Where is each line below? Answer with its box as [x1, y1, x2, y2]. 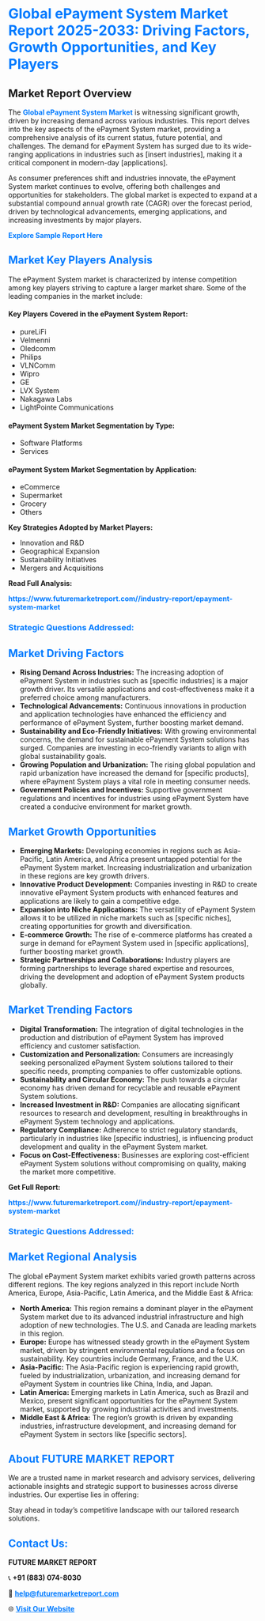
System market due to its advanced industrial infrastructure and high [19, 1312, 244, 1321]
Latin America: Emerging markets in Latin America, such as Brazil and [19, 1387, 249, 1396]
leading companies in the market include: [8, 291, 143, 300]
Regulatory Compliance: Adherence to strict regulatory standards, [19, 1124, 238, 1135]
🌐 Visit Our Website [8, 1604, 75, 1614]
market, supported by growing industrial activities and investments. [19, 1404, 240, 1414]
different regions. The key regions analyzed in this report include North [8, 1279, 240, 1289]
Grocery [19, 499, 47, 508]
